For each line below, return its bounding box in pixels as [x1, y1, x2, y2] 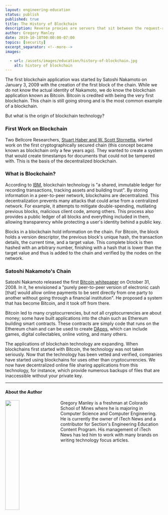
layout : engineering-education [5, 7, 70, 12]
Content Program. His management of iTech [60, 426, 151, 432]
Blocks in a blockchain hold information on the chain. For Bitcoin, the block [5, 228, 159, 234]
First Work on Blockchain [5, 125, 67, 132]
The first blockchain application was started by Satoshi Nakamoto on [5, 76, 147, 82]
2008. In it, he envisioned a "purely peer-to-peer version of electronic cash [5, 284, 160, 290]
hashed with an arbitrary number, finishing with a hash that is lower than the [5, 244, 161, 250]
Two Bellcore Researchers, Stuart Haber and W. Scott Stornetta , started [5, 136, 152, 142]
